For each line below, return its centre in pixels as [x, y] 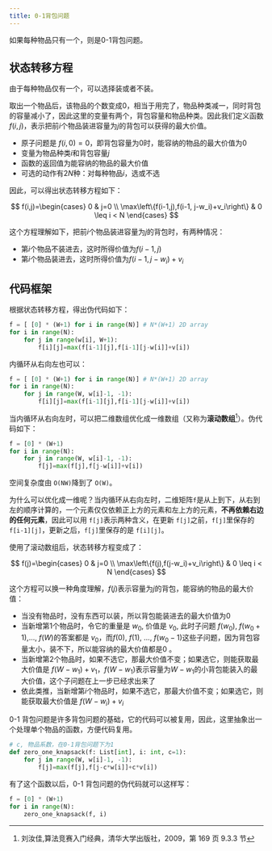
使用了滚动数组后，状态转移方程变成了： [76, 547]
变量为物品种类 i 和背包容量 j [65, 153]
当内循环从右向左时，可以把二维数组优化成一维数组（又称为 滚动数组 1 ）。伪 [132, 418]
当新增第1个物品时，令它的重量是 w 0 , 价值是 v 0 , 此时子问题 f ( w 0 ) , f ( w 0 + [140, 627]
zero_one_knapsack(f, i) [65, 814]
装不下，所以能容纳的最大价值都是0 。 [113, 649]
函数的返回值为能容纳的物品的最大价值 [84, 163]
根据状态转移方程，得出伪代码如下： [69, 310]
